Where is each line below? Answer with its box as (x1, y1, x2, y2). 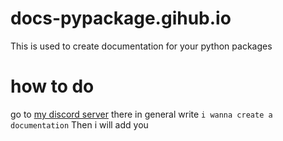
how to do (10, 75, 95, 98)
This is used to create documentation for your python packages (10, 40, 273, 52)
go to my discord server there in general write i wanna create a (10, 108, 273, 120)
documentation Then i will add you (10, 118, 149, 131)
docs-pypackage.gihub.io (10, 7, 232, 30)
